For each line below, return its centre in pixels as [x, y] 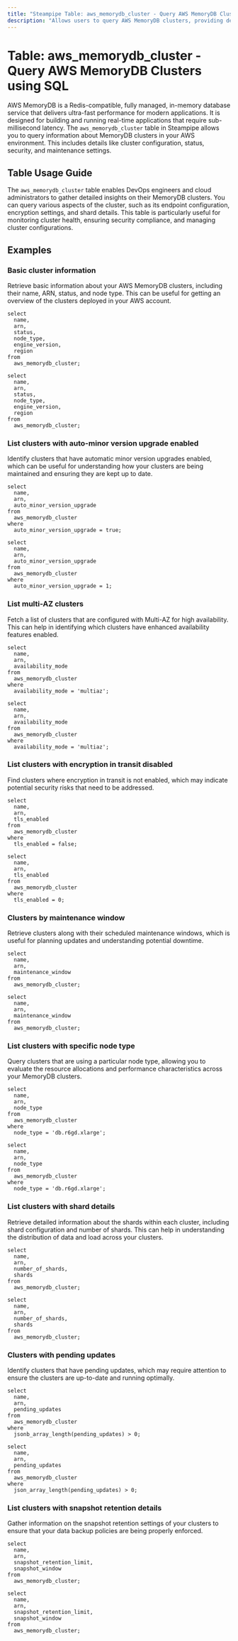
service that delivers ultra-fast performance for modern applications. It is [114, 113]
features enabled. [33, 634]
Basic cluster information [52, 270]
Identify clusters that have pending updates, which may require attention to [117, 1371]
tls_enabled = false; [46, 844]
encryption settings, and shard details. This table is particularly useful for [114, 213]
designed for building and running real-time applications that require [107, 121]
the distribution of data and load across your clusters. [86, 1237]
